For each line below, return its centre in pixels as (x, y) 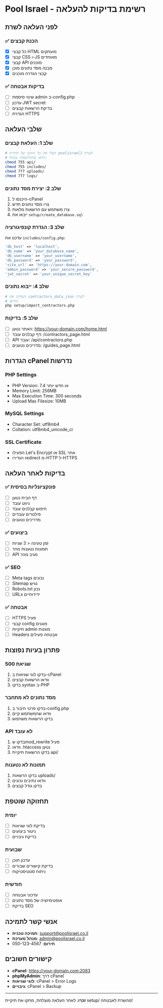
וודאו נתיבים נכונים (29, 781)
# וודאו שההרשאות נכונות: (26, 158)
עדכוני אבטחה (25, 895)
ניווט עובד (21, 503)
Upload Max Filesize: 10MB (39, 401)
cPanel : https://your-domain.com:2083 (51, 970)
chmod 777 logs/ (21, 176)
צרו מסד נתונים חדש (31, 204)
